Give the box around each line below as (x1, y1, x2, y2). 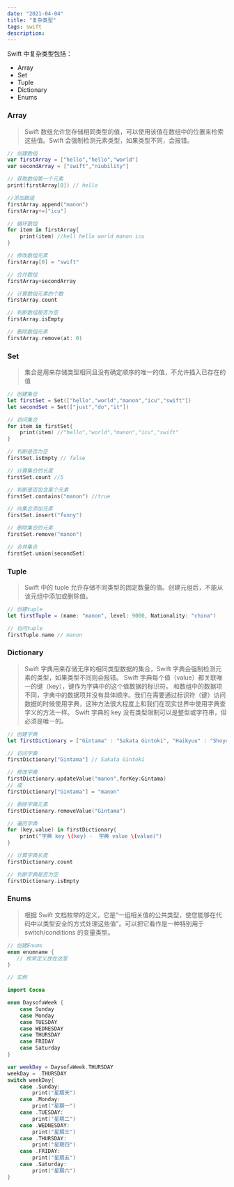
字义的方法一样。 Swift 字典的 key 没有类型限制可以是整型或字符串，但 (24, 708, 227, 717)
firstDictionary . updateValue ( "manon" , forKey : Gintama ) (7, 775, 167, 783)
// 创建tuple (7, 606, 43, 613)
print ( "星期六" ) (32, 1167, 77, 1174)
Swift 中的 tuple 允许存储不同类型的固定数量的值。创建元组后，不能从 (24, 583, 224, 592)
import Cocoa (7, 987, 45, 994)
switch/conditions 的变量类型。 (24, 928, 114, 936)
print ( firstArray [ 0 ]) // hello (7, 182, 98, 189)
